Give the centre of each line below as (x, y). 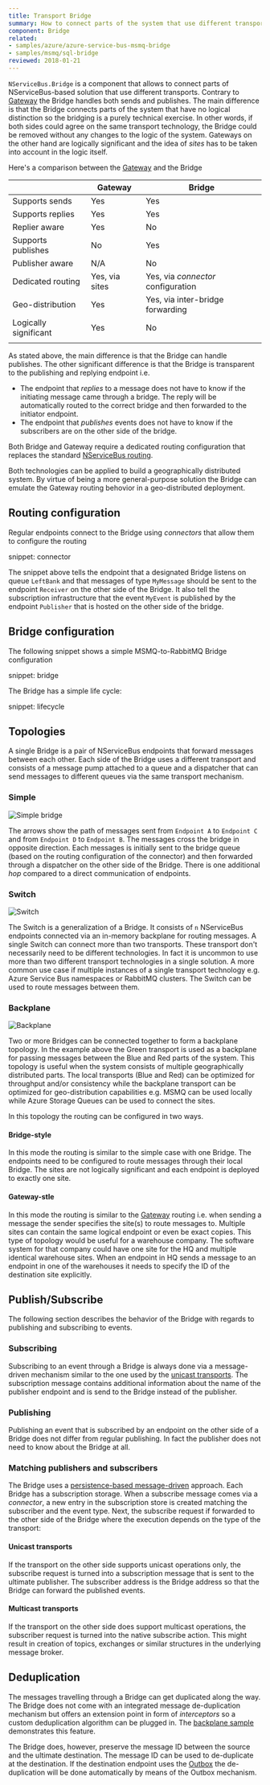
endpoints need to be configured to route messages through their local (126, 1161)
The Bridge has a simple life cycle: (65, 691)
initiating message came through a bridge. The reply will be (118, 397)
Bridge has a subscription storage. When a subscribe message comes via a (133, 1494)
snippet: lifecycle (37, 706)
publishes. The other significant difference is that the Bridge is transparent (131, 364)
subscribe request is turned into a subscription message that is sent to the (131, 1573)
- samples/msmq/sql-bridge (53, 53)
